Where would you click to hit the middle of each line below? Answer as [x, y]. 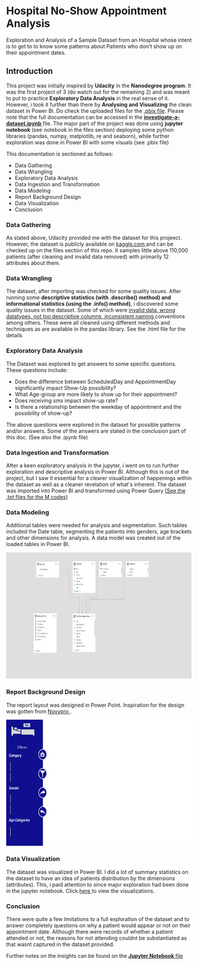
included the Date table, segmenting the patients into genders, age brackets [99, 532]
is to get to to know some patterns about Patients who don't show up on [94, 46]
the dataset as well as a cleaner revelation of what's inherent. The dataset [96, 484]
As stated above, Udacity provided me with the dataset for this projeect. [94, 238]
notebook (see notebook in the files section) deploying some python [90, 129]
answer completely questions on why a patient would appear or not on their [98, 926]
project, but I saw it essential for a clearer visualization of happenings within [99, 478]
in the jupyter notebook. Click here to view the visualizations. [81, 891]
